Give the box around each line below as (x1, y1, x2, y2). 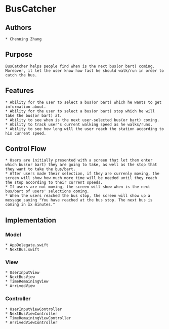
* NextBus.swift (5, 247, 39, 252)
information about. (5, 104, 47, 109)
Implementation (5, 216, 57, 224)
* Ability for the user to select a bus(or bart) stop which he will (5, 108, 155, 114)
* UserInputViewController (5, 307, 62, 312)
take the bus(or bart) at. (5, 113, 62, 118)
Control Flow (5, 145, 47, 153)
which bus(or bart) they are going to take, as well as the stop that (5, 162, 157, 168)
